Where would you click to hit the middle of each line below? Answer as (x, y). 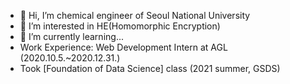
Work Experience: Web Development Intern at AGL (123, 47)
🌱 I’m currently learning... (71, 36)
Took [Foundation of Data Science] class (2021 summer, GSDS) (150, 68)
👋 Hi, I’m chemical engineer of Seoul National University (135, 15)
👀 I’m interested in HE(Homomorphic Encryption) (120, 26)
